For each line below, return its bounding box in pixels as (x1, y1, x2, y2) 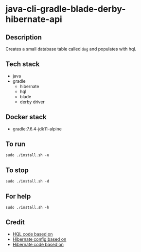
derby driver (19, 99, 45, 105)
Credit (5, 218, 25, 227)
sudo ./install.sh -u (5, 153, 50, 158)
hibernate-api (5, 14, 62, 25)
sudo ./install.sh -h (5, 205, 50, 210)
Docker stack (5, 113, 47, 121)
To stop (5, 166, 29, 174)
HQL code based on (12, 231, 53, 237)
